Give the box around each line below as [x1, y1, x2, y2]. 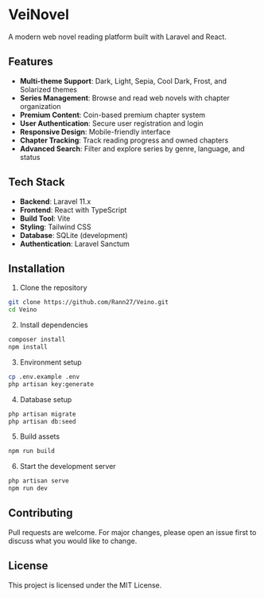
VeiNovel [8, 6, 70, 24]
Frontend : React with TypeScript [19, 205, 127, 214]
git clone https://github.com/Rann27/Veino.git [8, 299, 169, 307]
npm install [8, 343, 48, 351]
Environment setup [19, 357, 82, 367]
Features [8, 55, 53, 68]
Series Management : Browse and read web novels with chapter [19, 93, 231, 103]
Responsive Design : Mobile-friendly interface [19, 127, 171, 136]
